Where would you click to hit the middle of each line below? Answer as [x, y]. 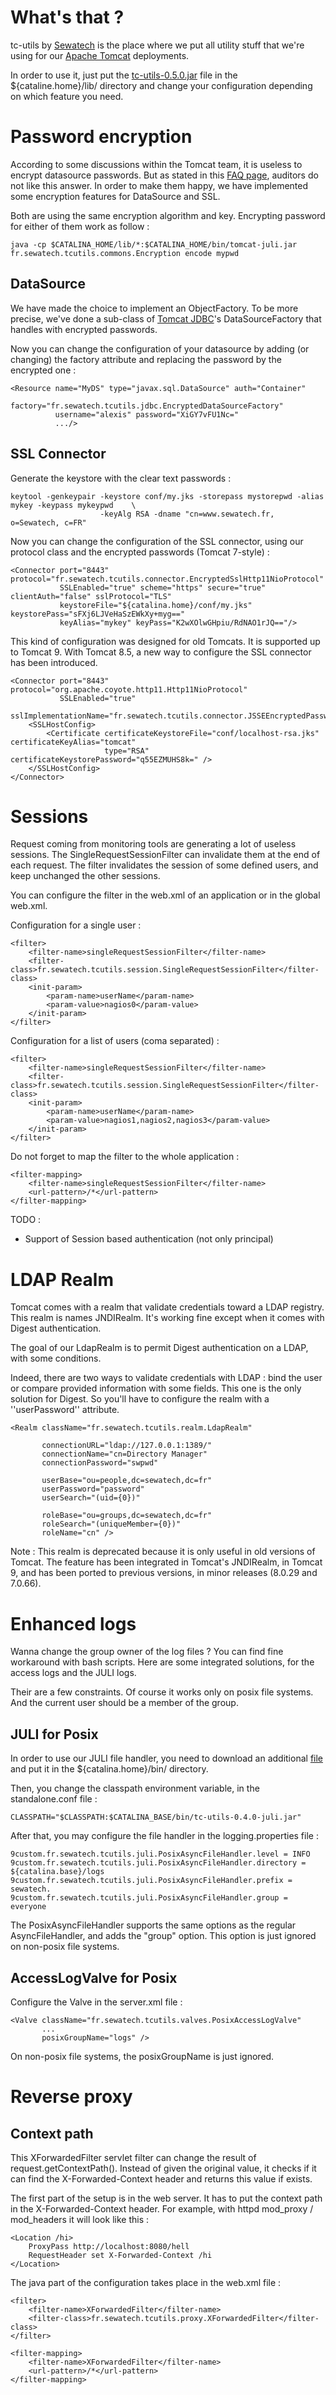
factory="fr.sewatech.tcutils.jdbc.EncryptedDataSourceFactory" [147, 406]
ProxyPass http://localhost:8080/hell [109, 2246]
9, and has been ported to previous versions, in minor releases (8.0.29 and [164, 1573]
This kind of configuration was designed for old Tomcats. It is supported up [165, 641]
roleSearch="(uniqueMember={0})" [111, 1524]
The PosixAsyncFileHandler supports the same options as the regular [153, 1925]
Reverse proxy [71, 2097]
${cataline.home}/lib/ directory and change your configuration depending [161, 85]
